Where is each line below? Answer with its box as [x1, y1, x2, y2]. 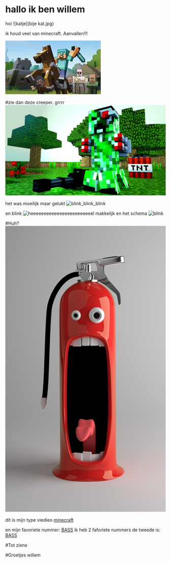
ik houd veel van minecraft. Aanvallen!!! [5, 30, 88, 36]
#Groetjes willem [5, 552, 41, 558]
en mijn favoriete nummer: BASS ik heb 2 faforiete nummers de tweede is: [5, 527, 161, 533]
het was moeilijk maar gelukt [5, 201, 65, 207]
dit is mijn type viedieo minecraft [5, 517, 74, 523]
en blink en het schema [5, 210, 148, 216]
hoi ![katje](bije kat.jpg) [5, 20, 54, 27]
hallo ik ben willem [5, 4, 85, 15]
